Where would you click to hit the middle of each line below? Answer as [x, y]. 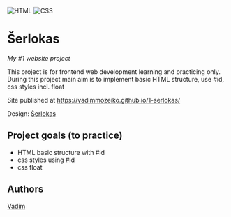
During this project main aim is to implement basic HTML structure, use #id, [116, 79]
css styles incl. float [36, 87]
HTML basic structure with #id [61, 152]
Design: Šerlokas [32, 113]
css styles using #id [46, 160]
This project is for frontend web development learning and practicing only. [114, 72]
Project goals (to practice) [65, 136]
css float [30, 167]
